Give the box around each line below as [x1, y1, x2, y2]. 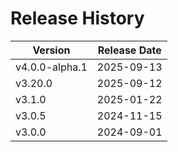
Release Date [97, 43, 162, 57]
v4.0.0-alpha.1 [15, 60, 88, 74]
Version [32, 43, 71, 57]
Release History [10, 7, 145, 30]
